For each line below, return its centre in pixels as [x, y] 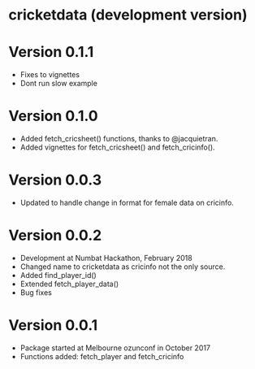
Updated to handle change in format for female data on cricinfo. [127, 202]
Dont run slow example [58, 84]
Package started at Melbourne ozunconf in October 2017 [115, 348]
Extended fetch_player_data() [69, 284]
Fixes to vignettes [50, 75]
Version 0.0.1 [53, 326]
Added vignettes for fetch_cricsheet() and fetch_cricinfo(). [117, 147]
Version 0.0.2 [55, 235]
